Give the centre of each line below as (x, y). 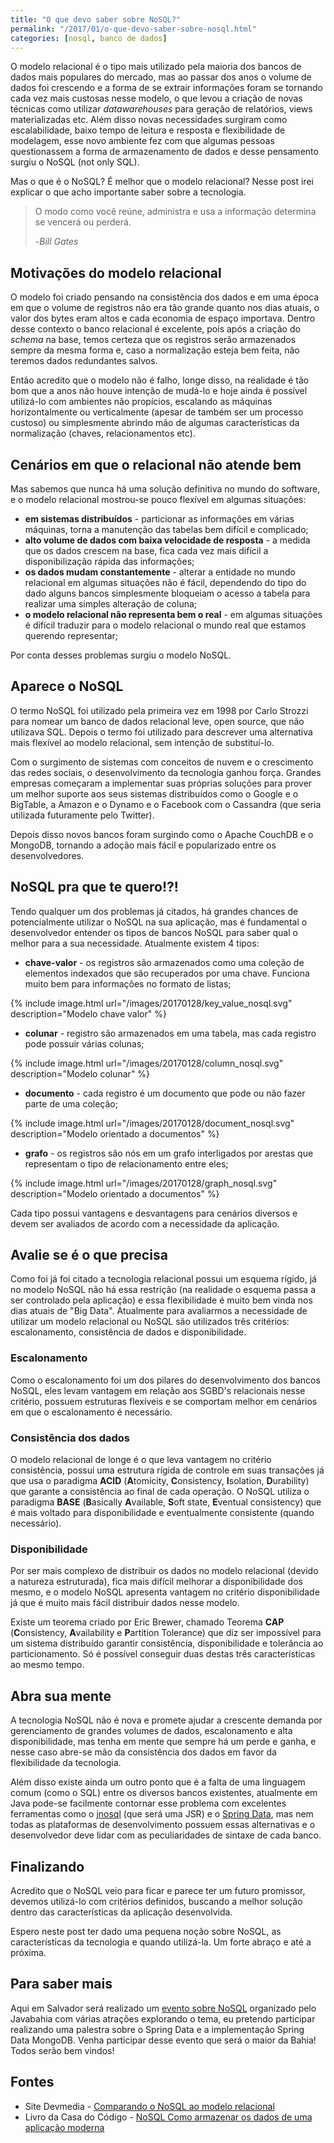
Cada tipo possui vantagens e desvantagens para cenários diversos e (154, 1213)
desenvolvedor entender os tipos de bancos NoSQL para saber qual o (154, 932)
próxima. (28, 1952)
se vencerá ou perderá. (83, 222)
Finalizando (47, 1866)
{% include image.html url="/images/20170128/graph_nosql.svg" (144, 1183)
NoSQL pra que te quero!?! (94, 887)
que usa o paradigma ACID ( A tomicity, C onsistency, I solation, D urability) (160, 1481)
